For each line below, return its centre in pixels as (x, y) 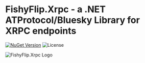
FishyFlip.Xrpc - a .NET (56, 9)
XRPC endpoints (41, 31)
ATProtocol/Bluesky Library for (73, 20)
